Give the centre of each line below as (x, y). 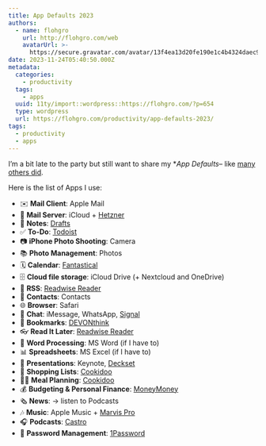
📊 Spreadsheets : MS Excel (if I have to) (85, 352)
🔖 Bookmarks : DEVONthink (64, 322)
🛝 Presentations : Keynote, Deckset (77, 363)
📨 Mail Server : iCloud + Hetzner (72, 214)
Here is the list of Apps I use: (55, 187)
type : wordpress (42, 112)
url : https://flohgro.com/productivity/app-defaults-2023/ (115, 119)
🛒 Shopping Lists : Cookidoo (66, 371)
